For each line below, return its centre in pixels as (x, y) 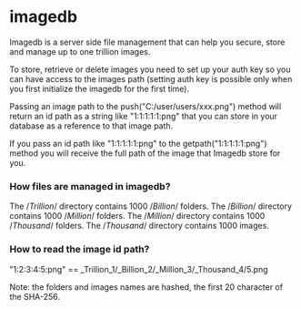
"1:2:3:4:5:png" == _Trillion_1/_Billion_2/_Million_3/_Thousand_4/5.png (139, 269)
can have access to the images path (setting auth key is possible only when (151, 78)
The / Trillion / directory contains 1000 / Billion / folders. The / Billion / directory (151, 206)
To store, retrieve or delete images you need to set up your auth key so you (150, 69)
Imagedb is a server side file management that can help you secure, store (147, 42)
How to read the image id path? (80, 250)
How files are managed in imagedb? (90, 186)
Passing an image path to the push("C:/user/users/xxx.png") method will (145, 106)
